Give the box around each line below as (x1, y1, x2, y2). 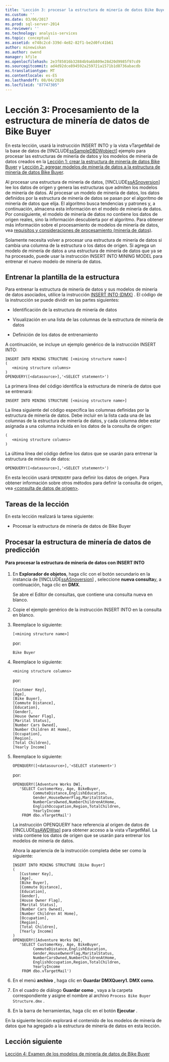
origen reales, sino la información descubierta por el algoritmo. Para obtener (5, 216, 163, 222)
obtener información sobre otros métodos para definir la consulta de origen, (5, 480, 163, 486)
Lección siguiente (5, 1037, 62, 1046)
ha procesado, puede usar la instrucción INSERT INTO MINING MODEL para (5, 253, 162, 259)
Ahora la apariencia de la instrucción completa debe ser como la (12, 847, 146, 853)
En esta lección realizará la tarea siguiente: (5, 513, 94, 520)
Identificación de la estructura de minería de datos (12, 307, 117, 313)
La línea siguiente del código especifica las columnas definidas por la (5, 407, 149, 413)
